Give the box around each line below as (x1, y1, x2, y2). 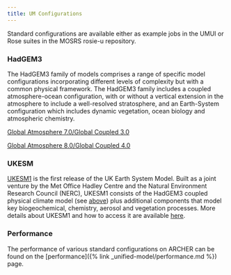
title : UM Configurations (7, 10, 82, 17)
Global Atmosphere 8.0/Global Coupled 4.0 (7, 141, 131, 150)
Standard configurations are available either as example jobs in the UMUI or (7, 29, 224, 38)
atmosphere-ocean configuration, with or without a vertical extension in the (7, 92, 224, 100)
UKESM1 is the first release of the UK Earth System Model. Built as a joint (7, 175, 217, 183)
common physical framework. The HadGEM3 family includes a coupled (7, 84, 212, 93)
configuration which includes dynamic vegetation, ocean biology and (7, 107, 205, 115)
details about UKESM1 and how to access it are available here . (7, 212, 186, 220)
